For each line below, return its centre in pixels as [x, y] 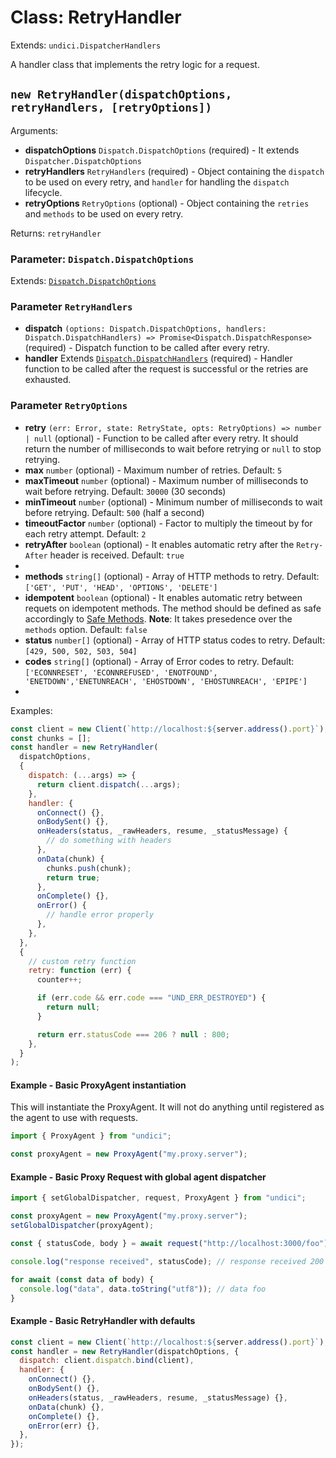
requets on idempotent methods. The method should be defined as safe [173, 608]
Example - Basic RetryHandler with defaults [103, 1321]
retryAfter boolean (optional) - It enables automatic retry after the [159, 544]
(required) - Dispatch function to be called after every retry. [147, 348]
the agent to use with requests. [74, 1118]
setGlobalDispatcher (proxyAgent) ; [82, 1226]
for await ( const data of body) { [82, 1279]
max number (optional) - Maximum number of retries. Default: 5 [153, 470]
